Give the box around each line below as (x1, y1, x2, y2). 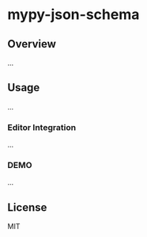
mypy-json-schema (7, 6, 140, 24)
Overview (7, 37, 57, 51)
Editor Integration (7, 121, 77, 132)
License (7, 201, 47, 214)
